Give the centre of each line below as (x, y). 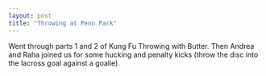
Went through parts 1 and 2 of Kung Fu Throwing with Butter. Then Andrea (131, 46)
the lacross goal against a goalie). (64, 63)
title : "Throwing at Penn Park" (62, 23)
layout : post (30, 16)
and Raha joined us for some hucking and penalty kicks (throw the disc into (133, 54)
